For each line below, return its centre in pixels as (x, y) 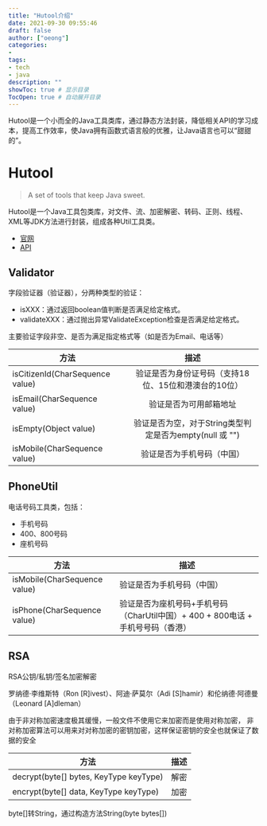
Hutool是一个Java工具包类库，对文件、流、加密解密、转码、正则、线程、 (128, 212)
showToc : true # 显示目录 (49, 90)
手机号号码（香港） (155, 627)
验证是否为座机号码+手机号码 (174, 603)
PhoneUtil (33, 487)
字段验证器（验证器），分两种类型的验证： (76, 292)
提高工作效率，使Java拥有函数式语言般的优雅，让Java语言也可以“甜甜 (137, 131)
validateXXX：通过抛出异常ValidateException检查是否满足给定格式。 (132, 319)
